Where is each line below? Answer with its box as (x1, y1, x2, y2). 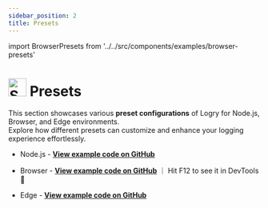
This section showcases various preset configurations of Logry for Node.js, (8, 109, 260, 118)
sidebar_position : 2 (8, 11, 78, 20)
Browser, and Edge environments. (8, 117, 120, 126)
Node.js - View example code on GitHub (19, 150, 155, 159)
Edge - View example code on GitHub (19, 190, 147, 200)
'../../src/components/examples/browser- (102, 41, 238, 50)
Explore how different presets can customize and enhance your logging (8, 126, 244, 135)
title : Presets (8, 19, 59, 27)
